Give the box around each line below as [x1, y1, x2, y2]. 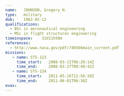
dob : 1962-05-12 [5, 17, 47, 22]
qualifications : [5, 21, 40, 27]
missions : [5, 50, 26, 55]
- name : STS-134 [12, 69, 47, 74]
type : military [5, 12, 42, 17]
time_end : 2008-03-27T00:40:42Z [16, 64, 95, 69]
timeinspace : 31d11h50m [5, 36, 63, 41]
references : [5, 41, 30, 46]
